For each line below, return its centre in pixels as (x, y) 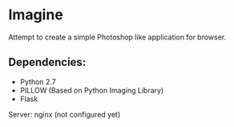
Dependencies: (47, 62)
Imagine (36, 15)
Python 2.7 (38, 81)
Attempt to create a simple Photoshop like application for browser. (117, 37)
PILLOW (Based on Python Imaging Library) (92, 90)
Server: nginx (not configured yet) (65, 114)
